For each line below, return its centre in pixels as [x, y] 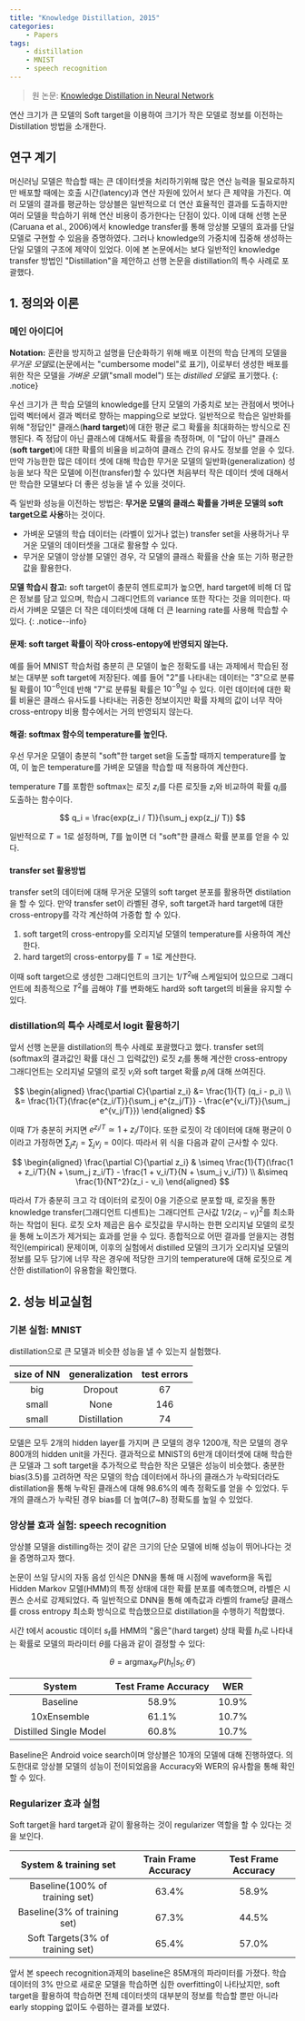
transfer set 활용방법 [48, 870]
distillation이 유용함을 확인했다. [82, 1270]
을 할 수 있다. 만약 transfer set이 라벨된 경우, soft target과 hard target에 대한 [147, 904]
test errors [165, 1374]
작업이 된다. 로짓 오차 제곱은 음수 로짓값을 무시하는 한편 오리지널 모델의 [152, 1225]
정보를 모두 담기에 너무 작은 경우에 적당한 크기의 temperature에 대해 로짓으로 [146, 1259]
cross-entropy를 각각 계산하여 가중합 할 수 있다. [95, 915]
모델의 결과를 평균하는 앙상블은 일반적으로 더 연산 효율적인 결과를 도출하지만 [153, 203]
